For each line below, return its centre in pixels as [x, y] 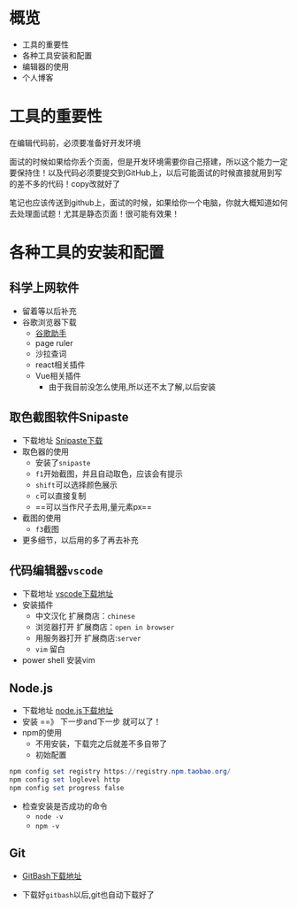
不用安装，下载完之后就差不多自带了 [101, 743]
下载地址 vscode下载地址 [68, 593]
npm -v [47, 826]
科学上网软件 [44, 288]
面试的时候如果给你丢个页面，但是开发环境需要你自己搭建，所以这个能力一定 [148, 161]
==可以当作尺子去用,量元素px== [94, 506]
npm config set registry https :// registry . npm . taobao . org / [120, 772]
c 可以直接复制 [61, 496]
